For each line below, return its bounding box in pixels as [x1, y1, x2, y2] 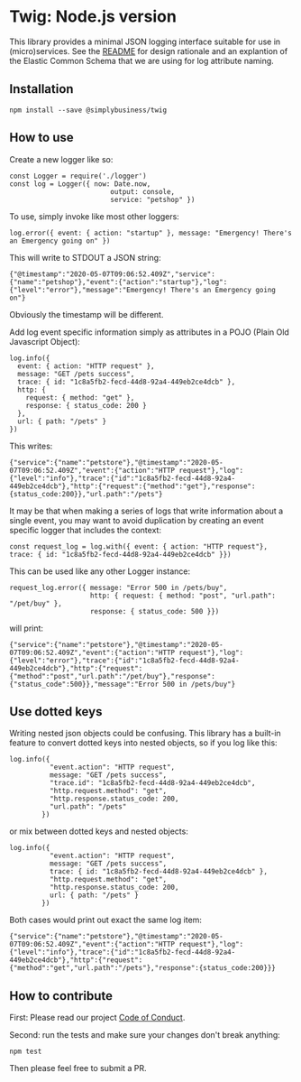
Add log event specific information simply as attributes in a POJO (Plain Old [9, 327, 290, 338]
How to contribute [9, 988, 114, 1003]
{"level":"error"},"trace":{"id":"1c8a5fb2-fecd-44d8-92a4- [9, 656, 241, 665]
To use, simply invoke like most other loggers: [9, 210, 180, 222]
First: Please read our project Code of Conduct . [9, 1013, 186, 1023]
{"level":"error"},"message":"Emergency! [9, 285, 168, 294]
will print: [9, 623, 43, 633]
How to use [9, 130, 74, 145]
